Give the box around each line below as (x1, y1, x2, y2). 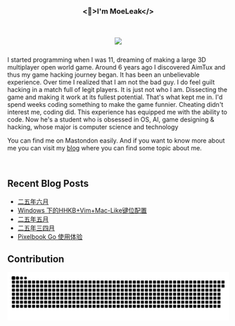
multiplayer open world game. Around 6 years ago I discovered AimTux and (7, 63, 226, 71)
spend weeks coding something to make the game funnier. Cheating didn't (7, 100, 224, 108)
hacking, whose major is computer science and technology (7, 122, 179, 131)
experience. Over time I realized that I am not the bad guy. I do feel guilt (7, 77, 215, 86)
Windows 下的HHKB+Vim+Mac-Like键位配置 (17, 206, 148, 214)
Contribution (7, 253, 65, 266)
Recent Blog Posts (7, 178, 89, 190)
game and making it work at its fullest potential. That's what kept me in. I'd (7, 93, 223, 101)
